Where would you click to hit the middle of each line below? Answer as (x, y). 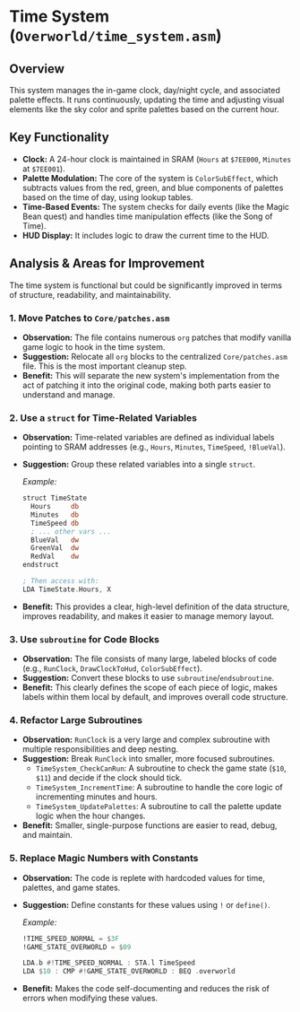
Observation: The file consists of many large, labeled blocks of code (150, 659)
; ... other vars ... (71, 531)
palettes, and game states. (71, 887)
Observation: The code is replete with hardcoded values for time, (144, 877)
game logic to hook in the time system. (94, 346)
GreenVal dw (55, 548)
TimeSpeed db (55, 523)
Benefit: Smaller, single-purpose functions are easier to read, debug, (150, 825)
